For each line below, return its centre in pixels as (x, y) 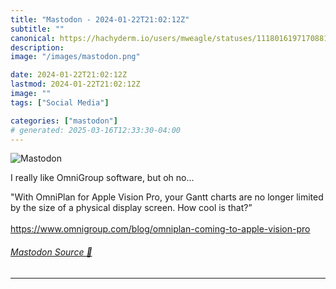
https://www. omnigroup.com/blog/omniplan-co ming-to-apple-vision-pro (160, 229)
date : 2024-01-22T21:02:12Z (69, 75)
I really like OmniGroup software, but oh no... (102, 178)
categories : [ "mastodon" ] (64, 121)
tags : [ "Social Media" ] (60, 102)
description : (37, 47)
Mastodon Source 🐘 (51, 252)
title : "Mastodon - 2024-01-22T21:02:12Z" (100, 19)
